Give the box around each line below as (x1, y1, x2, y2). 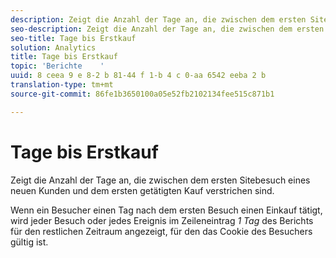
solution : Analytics (10, 42, 97, 53)
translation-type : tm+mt (10, 80, 114, 90)
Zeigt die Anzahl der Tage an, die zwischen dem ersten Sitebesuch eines (10, 174, 311, 186)
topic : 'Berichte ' (10, 61, 105, 71)
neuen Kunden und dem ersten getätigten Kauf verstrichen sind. (10, 184, 275, 196)
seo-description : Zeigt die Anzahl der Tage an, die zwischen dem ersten (10, 24, 325, 34)
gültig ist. (10, 236, 49, 248)
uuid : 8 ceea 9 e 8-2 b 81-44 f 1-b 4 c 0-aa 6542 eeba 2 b (10, 71, 267, 81)
